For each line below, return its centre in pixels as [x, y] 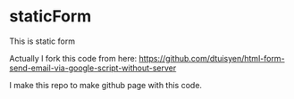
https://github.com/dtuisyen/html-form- [212, 58]
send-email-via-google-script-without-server [93, 68]
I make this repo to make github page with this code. [106, 85]
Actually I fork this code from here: [73, 58]
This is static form [42, 41]
